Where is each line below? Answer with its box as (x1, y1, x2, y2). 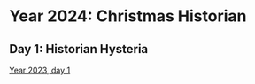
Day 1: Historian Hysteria (9, 42, 149, 57)
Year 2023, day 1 (9, 65, 71, 75)
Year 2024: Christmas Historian (9, 6, 247, 27)
